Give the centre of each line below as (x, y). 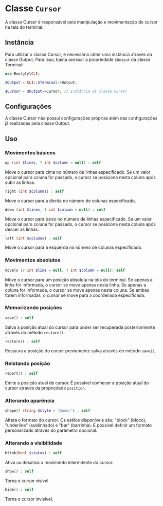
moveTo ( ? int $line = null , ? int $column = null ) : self (65, 270)
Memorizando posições (34, 308)
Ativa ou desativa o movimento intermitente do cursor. (59, 463)
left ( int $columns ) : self (34, 238)
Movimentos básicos (30, 153)
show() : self (19, 471)
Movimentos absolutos (33, 260)
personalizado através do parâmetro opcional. (51, 430)
